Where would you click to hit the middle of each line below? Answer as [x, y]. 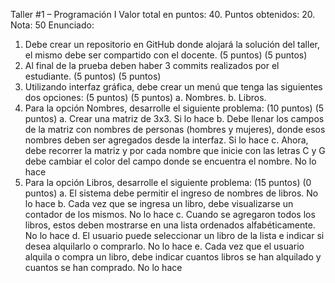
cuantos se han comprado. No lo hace [103, 267]
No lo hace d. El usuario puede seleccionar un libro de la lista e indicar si [174, 235]
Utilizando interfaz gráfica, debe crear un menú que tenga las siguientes [173, 87]
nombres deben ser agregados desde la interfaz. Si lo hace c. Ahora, [166, 140]
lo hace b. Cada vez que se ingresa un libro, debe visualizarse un [159, 203]
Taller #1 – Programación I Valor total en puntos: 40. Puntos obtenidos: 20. [163, 14]
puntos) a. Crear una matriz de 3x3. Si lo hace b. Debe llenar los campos [174, 118]
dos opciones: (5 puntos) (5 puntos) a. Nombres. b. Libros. [145, 97]
